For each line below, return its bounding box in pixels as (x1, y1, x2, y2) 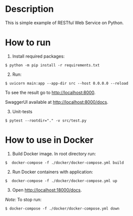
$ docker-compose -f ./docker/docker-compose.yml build (5, 160, 124, 165)
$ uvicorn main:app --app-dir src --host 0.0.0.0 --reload (5, 81, 129, 86)
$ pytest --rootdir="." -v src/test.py (5, 118, 87, 123)
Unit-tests (12, 108, 33, 114)
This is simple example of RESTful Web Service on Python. (5, 20, 124, 26)
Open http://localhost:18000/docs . (12, 187, 82, 193)
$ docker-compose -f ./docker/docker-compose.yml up (5, 178, 118, 183)
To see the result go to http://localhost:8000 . (5, 90, 96, 95)
